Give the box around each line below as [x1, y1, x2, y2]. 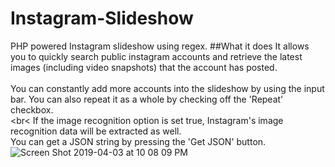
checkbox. [10, 103, 54, 116]
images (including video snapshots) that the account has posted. [10, 61, 278, 73]
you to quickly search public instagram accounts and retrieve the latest [10, 50, 303, 62]
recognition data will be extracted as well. [10, 125, 182, 137]
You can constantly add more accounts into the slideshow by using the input [10, 82, 325, 94]
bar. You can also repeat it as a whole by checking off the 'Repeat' [10, 93, 284, 105]
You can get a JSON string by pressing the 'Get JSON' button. [10, 135, 267, 147]
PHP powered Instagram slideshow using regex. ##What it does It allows [10, 40, 310, 52]
